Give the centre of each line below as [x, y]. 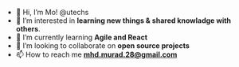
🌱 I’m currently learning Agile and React [82, 37]
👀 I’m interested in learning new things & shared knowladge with [123, 20]
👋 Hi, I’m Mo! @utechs [52, 12]
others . [28, 29]
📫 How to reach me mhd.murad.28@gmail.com [96, 54]
